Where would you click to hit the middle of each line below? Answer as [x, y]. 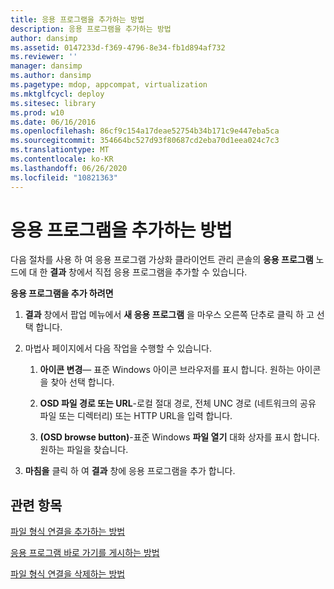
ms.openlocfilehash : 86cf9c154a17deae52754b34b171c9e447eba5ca [145, 131]
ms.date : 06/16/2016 [53, 122]
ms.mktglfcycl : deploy [57, 94]
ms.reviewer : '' [44, 57]
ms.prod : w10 [37, 112]
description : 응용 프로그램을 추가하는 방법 [91, 29]
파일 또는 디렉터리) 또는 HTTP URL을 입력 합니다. [136, 416]
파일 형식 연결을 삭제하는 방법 [68, 574]
